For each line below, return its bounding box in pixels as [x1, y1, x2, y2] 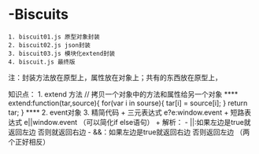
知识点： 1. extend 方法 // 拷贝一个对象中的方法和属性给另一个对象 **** [8, 89, 239, 99]
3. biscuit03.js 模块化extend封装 [8, 49, 116, 57]
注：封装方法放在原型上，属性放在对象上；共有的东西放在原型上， [8, 72, 222, 82]
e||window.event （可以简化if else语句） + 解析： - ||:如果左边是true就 [23, 117, 251, 126]
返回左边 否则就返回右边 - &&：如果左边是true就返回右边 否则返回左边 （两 [8, 127, 250, 137]
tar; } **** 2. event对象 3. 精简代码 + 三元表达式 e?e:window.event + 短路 [8, 108, 245, 117]
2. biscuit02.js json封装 [8, 41, 91, 49]
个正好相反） [8, 137, 50, 146]
